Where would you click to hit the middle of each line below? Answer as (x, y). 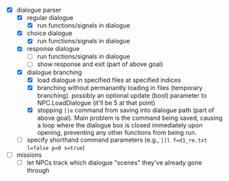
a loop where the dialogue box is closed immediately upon (120, 125)
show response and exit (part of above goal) (100, 64)
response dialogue (53, 49)
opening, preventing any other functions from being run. (117, 132)
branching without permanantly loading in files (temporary (120, 87)
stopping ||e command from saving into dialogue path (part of (126, 110)
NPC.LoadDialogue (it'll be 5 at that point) (96, 103)
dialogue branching (54, 72)
